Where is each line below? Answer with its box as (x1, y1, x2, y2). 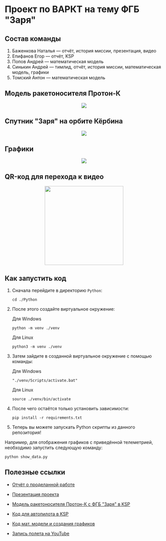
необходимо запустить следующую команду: (5, 445, 103, 451)
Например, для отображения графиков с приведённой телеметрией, (5, 439, 153, 446)
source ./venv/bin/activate (12, 397, 71, 402)
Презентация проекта (12, 491, 59, 497)
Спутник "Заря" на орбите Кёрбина (5, 117, 123, 126)
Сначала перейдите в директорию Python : (12, 287, 103, 293)
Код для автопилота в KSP (12, 511, 69, 517)
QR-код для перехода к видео (5, 172, 104, 181)
